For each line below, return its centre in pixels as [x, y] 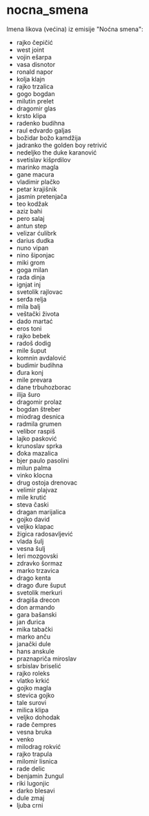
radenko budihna [40, 123]
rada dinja [31, 277]
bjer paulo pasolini [43, 460]
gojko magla [34, 688]
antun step [32, 226]
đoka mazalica [37, 453]
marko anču [33, 637]
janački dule [33, 643]
